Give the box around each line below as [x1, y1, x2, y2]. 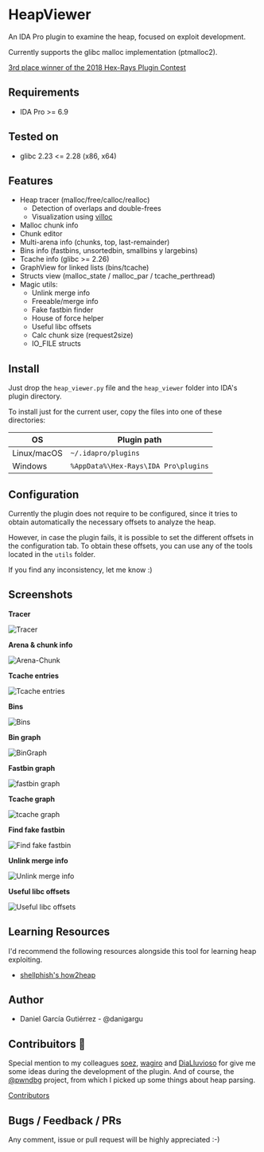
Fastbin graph [8, 763, 56, 773]
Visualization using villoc [31, 212, 113, 222]
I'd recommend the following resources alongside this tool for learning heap [8, 946, 257, 955]
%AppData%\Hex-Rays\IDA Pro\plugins [70, 461, 209, 471]
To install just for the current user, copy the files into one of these [8, 407, 223, 417]
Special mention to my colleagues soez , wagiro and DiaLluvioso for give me [8, 1058, 256, 1068]
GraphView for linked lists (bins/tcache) [19, 263, 149, 272]
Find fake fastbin [8, 825, 65, 835]
